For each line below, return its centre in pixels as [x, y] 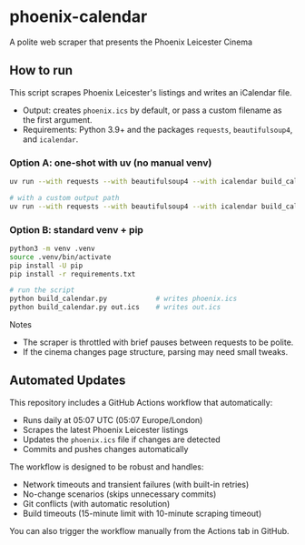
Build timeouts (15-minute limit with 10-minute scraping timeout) [142, 513]
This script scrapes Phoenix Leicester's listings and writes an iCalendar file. [151, 92]
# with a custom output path [64, 197]
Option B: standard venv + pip [76, 229]
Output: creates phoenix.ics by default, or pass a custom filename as [152, 110]
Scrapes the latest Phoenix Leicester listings [105, 429]
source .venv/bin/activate [60, 257]
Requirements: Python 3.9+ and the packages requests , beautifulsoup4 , [157, 129]
